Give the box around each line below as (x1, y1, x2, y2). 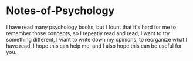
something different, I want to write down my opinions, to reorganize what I (6, 36, 188, 43)
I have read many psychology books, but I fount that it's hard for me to (6, 23, 177, 30)
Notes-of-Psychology (6, 4, 115, 18)
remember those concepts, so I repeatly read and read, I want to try (6, 29, 170, 36)
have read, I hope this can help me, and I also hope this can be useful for (6, 42, 182, 49)
